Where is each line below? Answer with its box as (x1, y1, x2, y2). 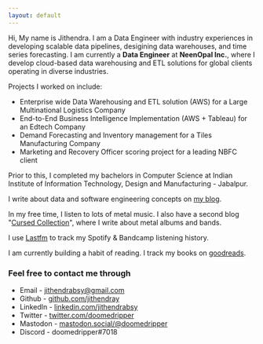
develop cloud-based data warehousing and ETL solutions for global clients (8, 58, 253, 68)
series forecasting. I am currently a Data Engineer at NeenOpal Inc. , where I (8, 49, 255, 59)
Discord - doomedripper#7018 (19, 327, 118, 336)
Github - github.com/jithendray (19, 294, 120, 303)
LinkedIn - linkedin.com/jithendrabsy (19, 302, 138, 311)
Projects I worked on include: (8, 82, 103, 91)
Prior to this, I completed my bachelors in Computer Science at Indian (8, 170, 233, 180)
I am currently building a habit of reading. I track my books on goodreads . (8, 248, 247, 258)
